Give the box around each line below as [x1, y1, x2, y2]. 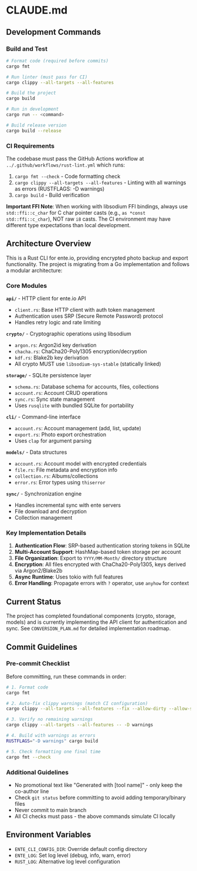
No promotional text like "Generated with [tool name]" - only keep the [14, 781, 183, 789]
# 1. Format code [6, 684, 49, 690]
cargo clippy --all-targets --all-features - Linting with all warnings [14, 179, 186, 186]
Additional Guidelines [6, 768, 69, 776]
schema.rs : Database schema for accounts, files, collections [14, 383, 159, 390]
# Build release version [6, 122, 67, 128]
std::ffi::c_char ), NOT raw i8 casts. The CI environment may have [6, 215, 171, 222]
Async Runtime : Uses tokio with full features [14, 573, 124, 580]
